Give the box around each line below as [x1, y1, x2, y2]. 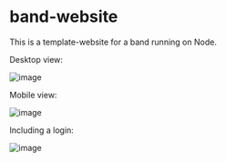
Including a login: [9, 125, 75, 136]
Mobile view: [9, 89, 57, 100]
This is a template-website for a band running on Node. [9, 36, 217, 47]
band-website [9, 6, 118, 27]
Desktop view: [9, 54, 64, 65]
